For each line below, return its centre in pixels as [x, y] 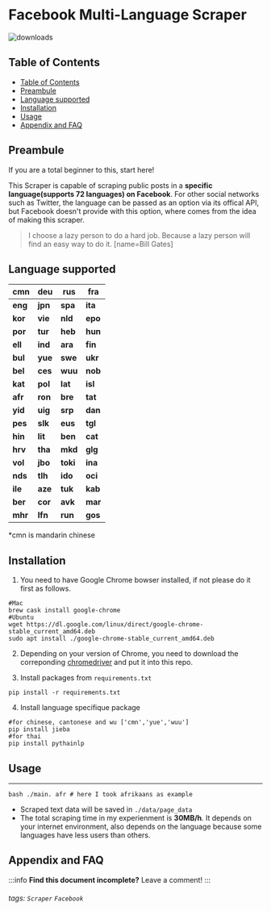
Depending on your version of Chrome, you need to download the [129, 654]
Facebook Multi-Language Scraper [128, 15]
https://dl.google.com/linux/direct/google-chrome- [115, 625]
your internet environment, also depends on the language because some [141, 826]
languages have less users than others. [85, 835]
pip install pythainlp [46, 744]
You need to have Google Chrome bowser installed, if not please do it [135, 580]
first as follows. [45, 589]
